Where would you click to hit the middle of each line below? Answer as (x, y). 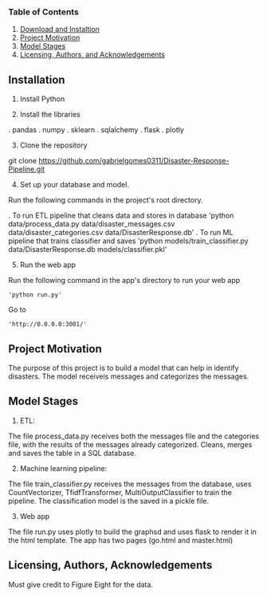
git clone (23, 161)
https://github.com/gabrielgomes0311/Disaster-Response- (134, 161)
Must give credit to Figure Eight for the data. (81, 584)
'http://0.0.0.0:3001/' (48, 324)
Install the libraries (50, 115)
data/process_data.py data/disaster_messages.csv (92, 224)
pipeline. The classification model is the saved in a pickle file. (109, 501)
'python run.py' (35, 295)
